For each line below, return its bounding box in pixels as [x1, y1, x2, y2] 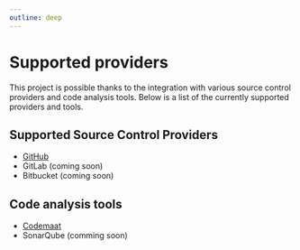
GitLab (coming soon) [22, 161, 104, 171]
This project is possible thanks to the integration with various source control [9, 82, 291, 93]
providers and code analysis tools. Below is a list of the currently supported [9, 91, 290, 102]
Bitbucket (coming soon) [22, 171, 114, 181]
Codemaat [22, 220, 61, 231]
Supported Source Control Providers [9, 127, 219, 143]
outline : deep [9, 13, 63, 23]
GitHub [22, 151, 50, 162]
